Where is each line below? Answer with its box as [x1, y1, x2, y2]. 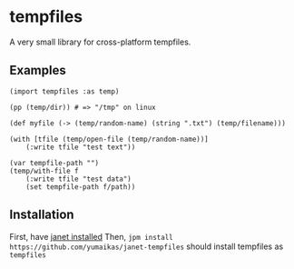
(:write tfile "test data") [25, 174, 132, 184]
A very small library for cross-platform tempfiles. [9, 36, 191, 47]
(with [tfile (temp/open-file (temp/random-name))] [9, 134, 209, 144]
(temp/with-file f [9, 166, 79, 175]
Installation [9, 207, 74, 223]
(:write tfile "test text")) [25, 143, 136, 152]
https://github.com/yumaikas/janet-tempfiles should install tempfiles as [9, 241, 284, 252]
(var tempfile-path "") [9, 158, 100, 167]
